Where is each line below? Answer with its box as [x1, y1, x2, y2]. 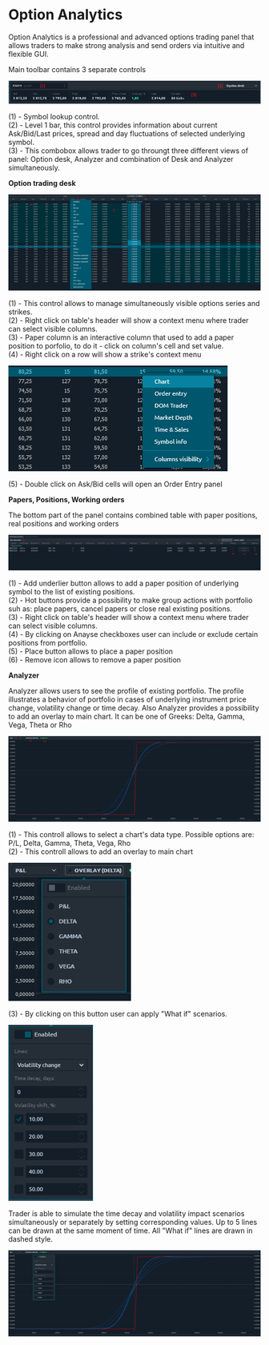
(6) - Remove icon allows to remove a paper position [8, 655, 182, 665]
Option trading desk [8, 178, 76, 187]
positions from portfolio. [8, 638, 88, 648]
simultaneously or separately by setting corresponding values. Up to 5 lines [8, 1217, 258, 1226]
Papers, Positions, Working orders [8, 494, 125, 504]
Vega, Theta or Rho [8, 720, 72, 730]
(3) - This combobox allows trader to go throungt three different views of [8, 146, 249, 155]
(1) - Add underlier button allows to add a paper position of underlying [8, 578, 239, 588]
